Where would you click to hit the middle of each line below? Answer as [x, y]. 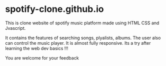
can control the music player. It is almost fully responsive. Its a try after [78, 43]
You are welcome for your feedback [42, 58]
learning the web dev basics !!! [37, 48]
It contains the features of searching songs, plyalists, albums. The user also [83, 38]
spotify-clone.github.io [54, 9]
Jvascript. [15, 28]
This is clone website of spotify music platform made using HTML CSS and [82, 23]
